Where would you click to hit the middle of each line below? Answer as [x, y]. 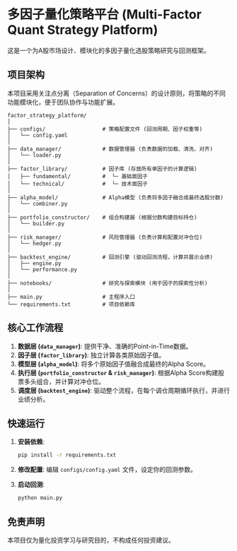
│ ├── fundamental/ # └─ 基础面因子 [78, 176]
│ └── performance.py [42, 269]
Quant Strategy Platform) [83, 30]
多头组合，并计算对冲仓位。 [64, 381]
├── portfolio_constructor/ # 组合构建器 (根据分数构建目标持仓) [102, 217]
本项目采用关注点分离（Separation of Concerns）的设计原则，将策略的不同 [117, 93]
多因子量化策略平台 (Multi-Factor [104, 14]
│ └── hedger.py [34, 243]
